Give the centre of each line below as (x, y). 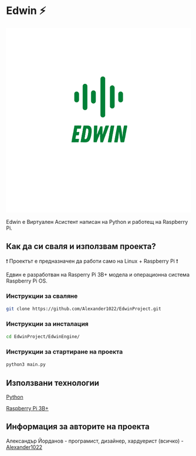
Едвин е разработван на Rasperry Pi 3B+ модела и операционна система (98, 274)
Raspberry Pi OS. (27, 281)
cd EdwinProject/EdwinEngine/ (43, 337)
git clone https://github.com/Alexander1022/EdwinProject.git (84, 309)
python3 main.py (26, 365)
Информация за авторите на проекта (78, 427)
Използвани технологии (53, 383)
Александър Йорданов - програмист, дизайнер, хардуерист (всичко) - (95, 441)
